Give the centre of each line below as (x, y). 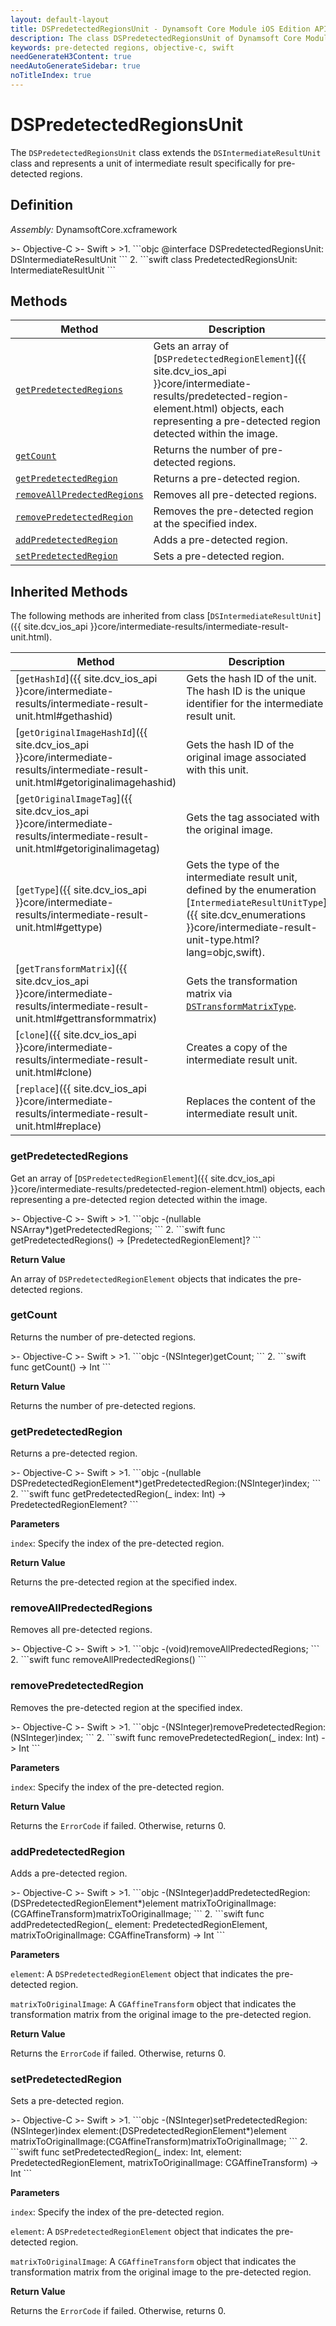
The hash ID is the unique (246, 691)
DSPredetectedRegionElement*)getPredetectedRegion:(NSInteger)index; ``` (166, 1483)
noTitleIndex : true (51, 76)
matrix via (209, 994)
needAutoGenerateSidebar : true (75, 66)
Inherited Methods (69, 591)
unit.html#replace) (58, 1126)
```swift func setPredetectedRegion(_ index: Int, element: (126, 2152)
